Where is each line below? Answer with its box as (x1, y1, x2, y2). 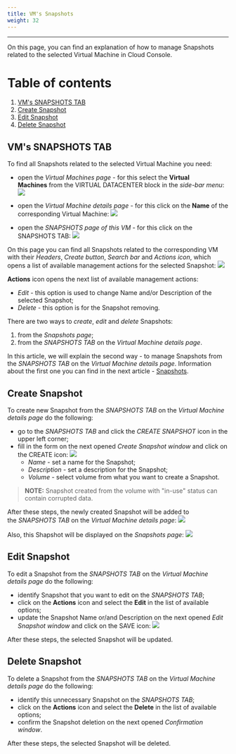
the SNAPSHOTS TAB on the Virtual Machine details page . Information (7, 360, 212, 368)
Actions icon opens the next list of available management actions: (7, 275, 199, 284)
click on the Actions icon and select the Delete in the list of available (17, 703, 217, 711)
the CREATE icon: (17, 451, 69, 459)
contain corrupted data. (24, 494, 93, 503)
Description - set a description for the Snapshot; (27, 465, 169, 474)
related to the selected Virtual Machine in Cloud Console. (7, 50, 173, 58)
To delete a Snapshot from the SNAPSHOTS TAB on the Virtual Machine (7, 674, 216, 683)
